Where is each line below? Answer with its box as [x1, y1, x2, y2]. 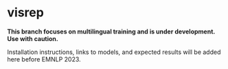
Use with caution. [7, 34, 58, 42]
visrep [7, 5, 45, 20]
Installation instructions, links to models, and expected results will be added [7, 48, 221, 56]
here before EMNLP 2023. [7, 55, 81, 63]
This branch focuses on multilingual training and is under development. [7, 27, 216, 36]
